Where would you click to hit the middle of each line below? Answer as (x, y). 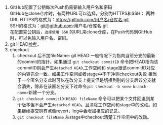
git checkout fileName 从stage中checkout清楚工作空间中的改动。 (84, 117)
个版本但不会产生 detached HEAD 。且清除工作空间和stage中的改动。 (85, 105)
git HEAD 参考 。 (25, 44)
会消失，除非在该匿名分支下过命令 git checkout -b (68, 86)
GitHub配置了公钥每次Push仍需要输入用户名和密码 (61, 7)
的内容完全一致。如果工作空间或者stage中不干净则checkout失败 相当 (87, 74)
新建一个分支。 (44, 92)
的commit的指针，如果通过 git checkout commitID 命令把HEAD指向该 (88, 62)
